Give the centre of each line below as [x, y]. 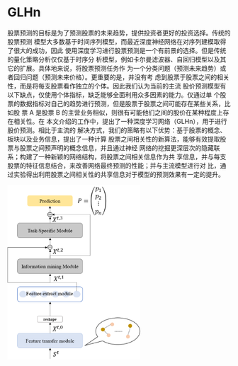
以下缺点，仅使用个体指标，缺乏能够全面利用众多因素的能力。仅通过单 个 [114, 95]
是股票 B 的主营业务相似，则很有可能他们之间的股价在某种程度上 [129, 112]
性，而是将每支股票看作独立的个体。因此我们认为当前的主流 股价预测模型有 [117, 86]
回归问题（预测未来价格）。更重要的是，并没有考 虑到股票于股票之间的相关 [121, 77]
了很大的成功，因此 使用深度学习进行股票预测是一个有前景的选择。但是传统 [117, 50]
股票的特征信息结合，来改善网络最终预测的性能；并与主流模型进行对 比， [114, 165]
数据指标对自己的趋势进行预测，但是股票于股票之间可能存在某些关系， [122, 103]
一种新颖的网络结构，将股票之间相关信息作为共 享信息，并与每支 [132, 156]
